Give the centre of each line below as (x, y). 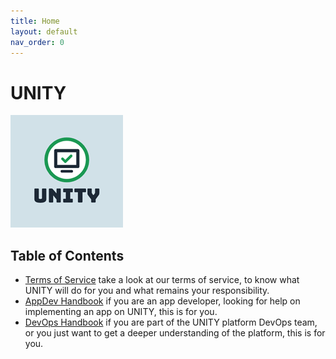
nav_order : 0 (37, 42)
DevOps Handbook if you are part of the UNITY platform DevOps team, (171, 322)
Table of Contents (67, 255)
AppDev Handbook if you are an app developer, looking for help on (162, 301)
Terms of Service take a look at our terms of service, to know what (162, 280)
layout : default (44, 31)
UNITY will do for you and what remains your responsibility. (147, 291)
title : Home (35, 21)
